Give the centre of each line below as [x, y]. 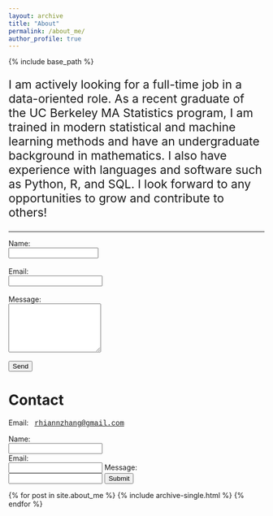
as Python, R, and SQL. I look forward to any [130, 184]
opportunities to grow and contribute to [117, 199]
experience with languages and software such [135, 170]
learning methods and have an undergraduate [134, 142]
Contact [36, 400]
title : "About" [34, 24]
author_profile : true [45, 39]
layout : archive [36, 16]
